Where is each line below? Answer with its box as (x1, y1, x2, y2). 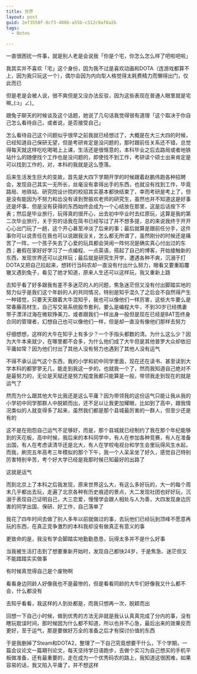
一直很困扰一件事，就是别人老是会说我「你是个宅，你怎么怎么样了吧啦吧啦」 (6, 52, 191, 59)
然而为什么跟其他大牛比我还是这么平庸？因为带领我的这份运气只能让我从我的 (6, 392, 191, 399)
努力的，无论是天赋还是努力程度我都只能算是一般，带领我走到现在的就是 (16, 372, 191, 379)
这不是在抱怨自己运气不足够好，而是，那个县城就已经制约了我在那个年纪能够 (6, 427, 191, 434)
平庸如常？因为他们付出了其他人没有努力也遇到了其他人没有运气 (6, 345, 160, 352)
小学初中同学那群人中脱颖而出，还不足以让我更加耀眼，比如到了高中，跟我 (6, 400, 186, 407)
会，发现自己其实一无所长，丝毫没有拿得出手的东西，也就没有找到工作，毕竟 (6, 181, 191, 188)
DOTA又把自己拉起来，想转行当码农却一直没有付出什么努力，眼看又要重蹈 (6, 262, 185, 269)
